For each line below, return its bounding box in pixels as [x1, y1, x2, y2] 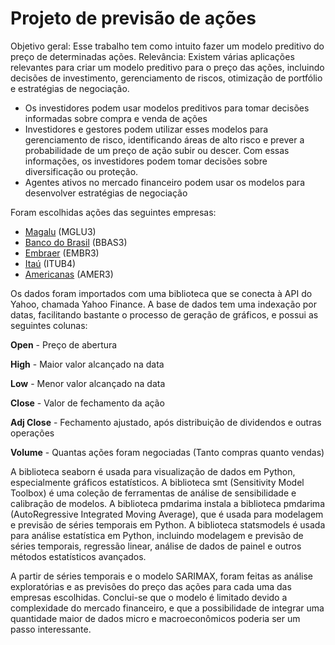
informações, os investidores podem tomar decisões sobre [24, 155, 268, 167]
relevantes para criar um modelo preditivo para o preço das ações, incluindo [10, 61, 325, 73]
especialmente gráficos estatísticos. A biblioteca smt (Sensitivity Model [10, 476, 305, 488]
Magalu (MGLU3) [24, 225, 97, 237]
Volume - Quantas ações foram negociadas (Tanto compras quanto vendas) [10, 446, 325, 458]
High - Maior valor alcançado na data [10, 358, 165, 370]
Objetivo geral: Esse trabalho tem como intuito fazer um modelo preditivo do [10, 40, 325, 52]
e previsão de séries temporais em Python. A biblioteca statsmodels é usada [10, 518, 326, 531]
